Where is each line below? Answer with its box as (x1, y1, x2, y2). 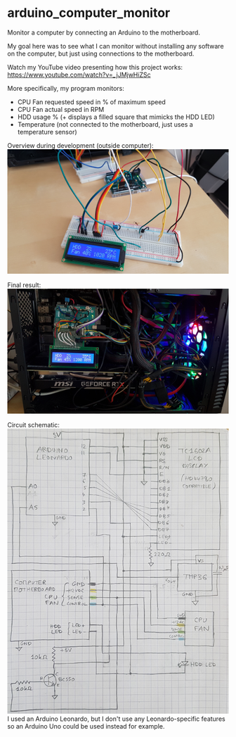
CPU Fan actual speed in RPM (17, 105, 105, 113)
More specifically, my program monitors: (7, 84, 124, 92)
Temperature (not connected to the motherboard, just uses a (17, 120, 193, 128)
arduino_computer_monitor (7, 5, 171, 21)
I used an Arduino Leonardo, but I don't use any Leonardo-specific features (7, 714, 226, 723)
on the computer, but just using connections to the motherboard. (7, 49, 195, 58)
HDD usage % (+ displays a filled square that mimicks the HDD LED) (17, 113, 216, 121)
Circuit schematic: (7, 420, 60, 429)
